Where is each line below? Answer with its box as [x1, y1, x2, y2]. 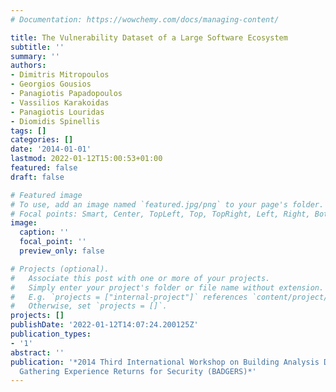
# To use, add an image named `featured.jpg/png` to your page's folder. [10, 199, 325, 210]
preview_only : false [19, 246, 105, 256]
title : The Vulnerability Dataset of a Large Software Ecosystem [10, 32, 288, 43]
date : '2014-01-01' [10, 144, 92, 155]
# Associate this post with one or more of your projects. [10, 273, 271, 283]
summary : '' [10, 51, 60, 61]
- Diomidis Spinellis [10, 116, 101, 126]
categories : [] [10, 135, 74, 145]
